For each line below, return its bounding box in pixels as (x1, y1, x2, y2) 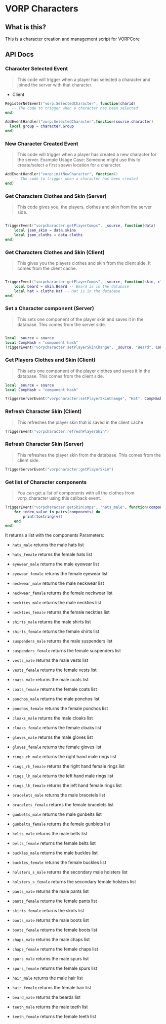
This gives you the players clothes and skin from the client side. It (17, 260, 151, 266)
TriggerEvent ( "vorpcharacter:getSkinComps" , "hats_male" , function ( (5, 505, 149, 510)
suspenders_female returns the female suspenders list (12, 648, 121, 654)
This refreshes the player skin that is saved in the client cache (17, 419, 143, 425)
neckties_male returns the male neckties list (12, 600, 101, 606)
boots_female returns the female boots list (12, 927, 98, 933)
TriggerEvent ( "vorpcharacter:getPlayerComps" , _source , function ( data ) (5, 223, 156, 229)
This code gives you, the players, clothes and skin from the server (17, 204, 152, 210)
